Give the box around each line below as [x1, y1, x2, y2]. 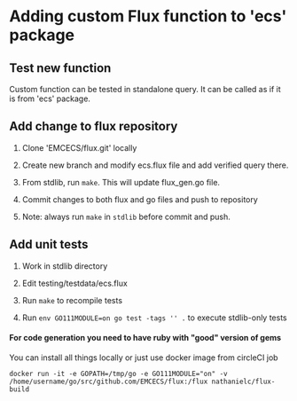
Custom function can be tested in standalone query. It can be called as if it [9, 84, 281, 94]
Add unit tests [9, 237, 89, 252]
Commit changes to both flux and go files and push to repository [21, 193, 259, 205]
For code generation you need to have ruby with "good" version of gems [9, 333, 282, 343]
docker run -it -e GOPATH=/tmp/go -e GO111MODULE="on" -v [9, 369, 228, 378]
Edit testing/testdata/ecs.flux [21, 278, 129, 288]
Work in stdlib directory [21, 260, 108, 271]
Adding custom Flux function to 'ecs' [9, 6, 287, 27]
